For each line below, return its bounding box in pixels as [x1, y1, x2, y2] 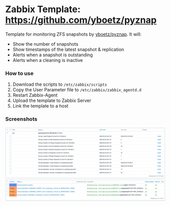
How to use [5, 70, 34, 77]
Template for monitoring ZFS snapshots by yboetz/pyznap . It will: [5, 31, 142, 37]
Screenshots [5, 116, 38, 123]
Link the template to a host [12, 103, 69, 109]
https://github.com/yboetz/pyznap [5, 14, 157, 26]
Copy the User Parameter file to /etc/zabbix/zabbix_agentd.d [12, 87, 142, 93]
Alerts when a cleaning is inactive [12, 57, 83, 63]
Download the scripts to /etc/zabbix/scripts [12, 81, 108, 87]
